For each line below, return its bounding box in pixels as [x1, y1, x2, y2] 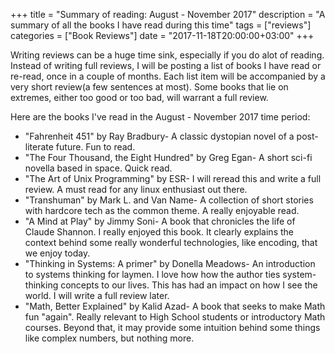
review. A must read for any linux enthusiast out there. [24, 184, 248, 195]
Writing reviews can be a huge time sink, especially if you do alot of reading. [10, 49, 325, 61]
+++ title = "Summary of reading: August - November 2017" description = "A [10, 9, 326, 20]
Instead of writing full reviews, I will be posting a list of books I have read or [10, 60, 322, 71]
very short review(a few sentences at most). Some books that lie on [10, 81, 289, 93]
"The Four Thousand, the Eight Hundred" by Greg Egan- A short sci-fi [24, 152, 313, 163]
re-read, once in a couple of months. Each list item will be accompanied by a [10, 70, 326, 82]
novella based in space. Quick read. [24, 162, 173, 174]
